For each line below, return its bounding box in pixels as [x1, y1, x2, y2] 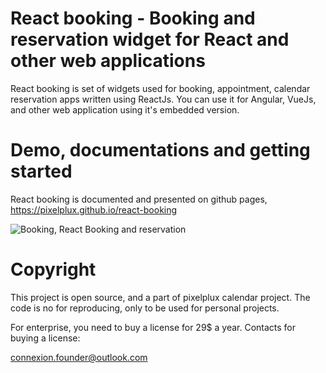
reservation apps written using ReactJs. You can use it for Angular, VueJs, [10, 93, 317, 105]
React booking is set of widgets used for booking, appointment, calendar [10, 82, 311, 94]
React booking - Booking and [10, 7, 256, 30]
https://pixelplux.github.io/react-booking [10, 203, 178, 216]
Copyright [10, 258, 97, 281]
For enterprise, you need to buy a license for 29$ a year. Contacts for [10, 321, 297, 333]
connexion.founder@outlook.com [10, 351, 148, 363]
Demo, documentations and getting [10, 139, 311, 162]
